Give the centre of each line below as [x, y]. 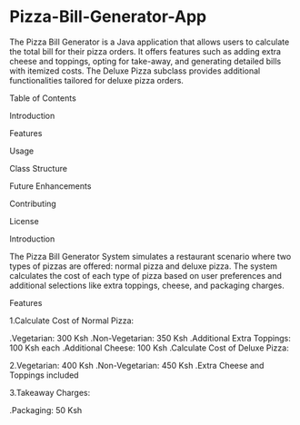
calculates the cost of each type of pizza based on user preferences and [145, 275]
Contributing [33, 203]
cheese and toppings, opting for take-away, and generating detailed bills [145, 61]
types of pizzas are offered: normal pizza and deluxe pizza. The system [144, 266]
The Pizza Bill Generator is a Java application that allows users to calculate [150, 42]
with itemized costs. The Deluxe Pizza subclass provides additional [135, 71]
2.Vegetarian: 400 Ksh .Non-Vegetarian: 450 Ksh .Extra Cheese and [137, 365]
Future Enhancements [50, 186]
